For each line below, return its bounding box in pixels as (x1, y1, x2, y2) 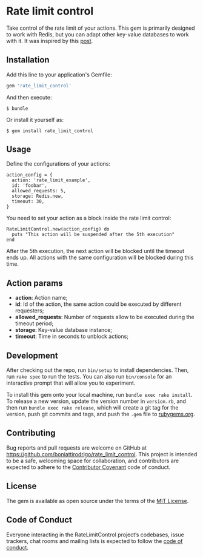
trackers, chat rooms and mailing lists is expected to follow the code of (6, 537, 183, 544)
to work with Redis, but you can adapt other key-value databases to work (6, 30, 189, 38)
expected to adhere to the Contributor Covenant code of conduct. (6, 463, 171, 471)
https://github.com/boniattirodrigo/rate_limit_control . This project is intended (6, 450, 198, 457)
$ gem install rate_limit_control (6, 127, 94, 134)
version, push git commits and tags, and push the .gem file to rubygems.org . (6, 411, 196, 418)
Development (6, 350, 59, 360)
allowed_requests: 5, (12, 188, 67, 194)
